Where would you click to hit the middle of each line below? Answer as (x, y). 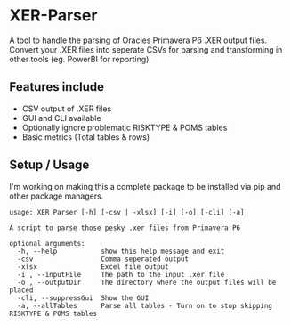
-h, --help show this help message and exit (121, 251)
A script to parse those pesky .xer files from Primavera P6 (125, 228)
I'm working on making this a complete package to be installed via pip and (145, 186)
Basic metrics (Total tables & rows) (85, 137)
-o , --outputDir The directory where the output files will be (147, 282)
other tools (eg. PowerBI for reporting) (79, 59)
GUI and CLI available (61, 118)
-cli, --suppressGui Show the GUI (83, 298)
